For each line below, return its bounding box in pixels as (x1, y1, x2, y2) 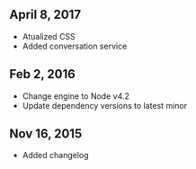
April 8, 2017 (9, 7, 82, 22)
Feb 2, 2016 (9, 67, 76, 82)
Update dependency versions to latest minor (22, 100, 187, 111)
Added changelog (22, 150, 89, 161)
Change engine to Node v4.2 (22, 90, 130, 102)
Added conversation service (22, 40, 128, 51)
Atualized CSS (22, 31, 76, 41)
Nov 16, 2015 (9, 126, 83, 142)
